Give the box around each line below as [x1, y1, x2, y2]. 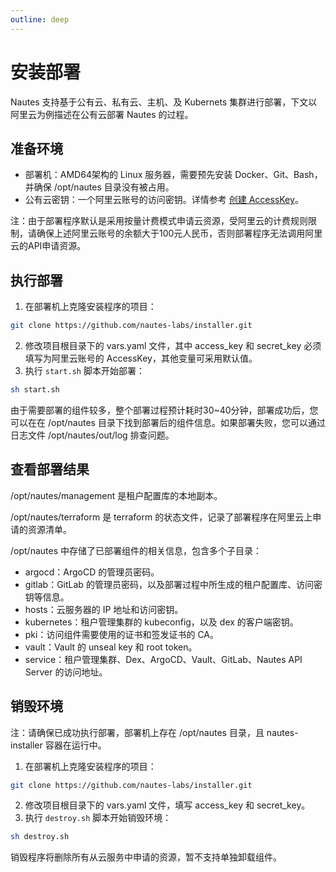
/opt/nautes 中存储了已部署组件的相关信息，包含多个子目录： [10, 544, 262, 556]
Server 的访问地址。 [24, 666, 108, 678]
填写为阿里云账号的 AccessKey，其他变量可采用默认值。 [24, 352, 258, 365]
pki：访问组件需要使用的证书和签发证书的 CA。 [24, 628, 219, 640]
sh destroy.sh [10, 832, 70, 842]
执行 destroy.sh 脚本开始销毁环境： [24, 812, 172, 824]
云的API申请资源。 [10, 240, 87, 252]
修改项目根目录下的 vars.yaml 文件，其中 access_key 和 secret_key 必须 [24, 340, 322, 352]
